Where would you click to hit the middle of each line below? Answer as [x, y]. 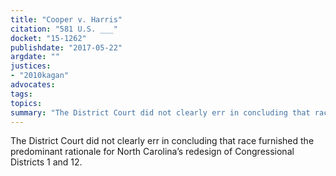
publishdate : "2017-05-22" [66, 47]
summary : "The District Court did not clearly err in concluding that [160, 112]
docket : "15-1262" [48, 38]
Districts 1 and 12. [46, 162]
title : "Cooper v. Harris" [66, 19]
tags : [21, 94]
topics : [26, 103]
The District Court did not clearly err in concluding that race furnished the [162, 141]
